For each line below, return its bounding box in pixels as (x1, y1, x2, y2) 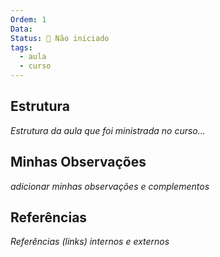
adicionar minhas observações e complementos (10, 180, 210, 192)
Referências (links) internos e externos (10, 236, 170, 248)
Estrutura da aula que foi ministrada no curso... (10, 124, 206, 136)
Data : (10, 24, 33, 34)
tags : (10, 42, 33, 53)
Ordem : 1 (10, 14, 47, 25)
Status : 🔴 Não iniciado (10, 33, 110, 43)
